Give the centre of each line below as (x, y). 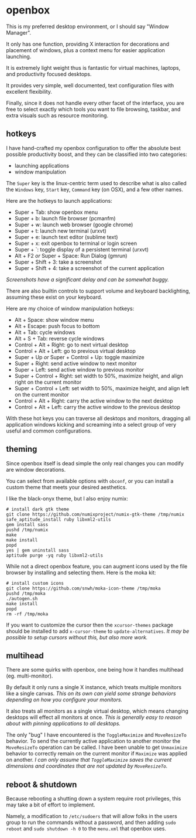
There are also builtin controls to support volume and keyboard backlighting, (98, 291)
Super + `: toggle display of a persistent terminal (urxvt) (82, 249)
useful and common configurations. (49, 431)
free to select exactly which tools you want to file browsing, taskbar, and (93, 109)
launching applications (42, 165)
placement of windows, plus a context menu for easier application (86, 50)
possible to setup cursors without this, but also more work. (77, 637)
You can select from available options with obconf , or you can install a (90, 481)
